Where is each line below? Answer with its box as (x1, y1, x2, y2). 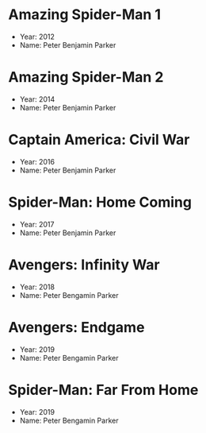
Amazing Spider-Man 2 (8, 68, 164, 87)
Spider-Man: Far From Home (8, 381, 199, 399)
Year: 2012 (19, 32, 55, 41)
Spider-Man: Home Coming (8, 193, 193, 211)
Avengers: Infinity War (8, 256, 160, 273)
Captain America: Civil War (8, 131, 190, 149)
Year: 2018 (19, 282, 55, 292)
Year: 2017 (19, 219, 55, 229)
